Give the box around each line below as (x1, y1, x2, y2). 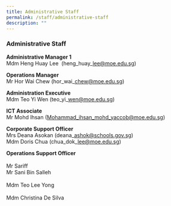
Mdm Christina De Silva (6, 194, 64, 201)
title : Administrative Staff (6, 8, 79, 15)
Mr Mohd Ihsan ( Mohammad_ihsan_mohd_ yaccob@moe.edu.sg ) (6, 113, 166, 120)
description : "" (6, 20, 47, 26)
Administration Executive (6, 89, 71, 96)
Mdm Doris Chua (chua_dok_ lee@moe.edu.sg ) (6, 138, 122, 145)
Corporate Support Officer (6, 125, 74, 132)
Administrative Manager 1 (6, 53, 72, 60)
